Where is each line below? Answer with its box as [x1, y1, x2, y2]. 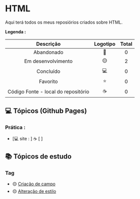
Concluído [36, 68, 61, 75]
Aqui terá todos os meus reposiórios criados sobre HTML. [5, 19, 123, 25]
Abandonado [33, 49, 64, 56]
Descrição [36, 40, 61, 47]
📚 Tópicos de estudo [5, 152, 72, 161]
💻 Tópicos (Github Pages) [5, 107, 87, 115]
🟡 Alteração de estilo [12, 188, 57, 195]
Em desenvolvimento [24, 58, 73, 65]
